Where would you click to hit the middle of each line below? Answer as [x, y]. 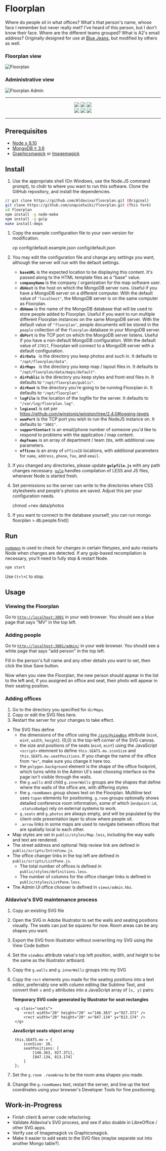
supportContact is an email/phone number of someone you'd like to [88, 430]
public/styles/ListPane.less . [50, 882]
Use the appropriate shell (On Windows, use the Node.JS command [81, 181]
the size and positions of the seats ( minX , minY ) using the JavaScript [88, 745]
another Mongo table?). [36, 1143]
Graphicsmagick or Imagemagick [46, 154]
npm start [15, 568]
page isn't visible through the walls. [56, 777]
